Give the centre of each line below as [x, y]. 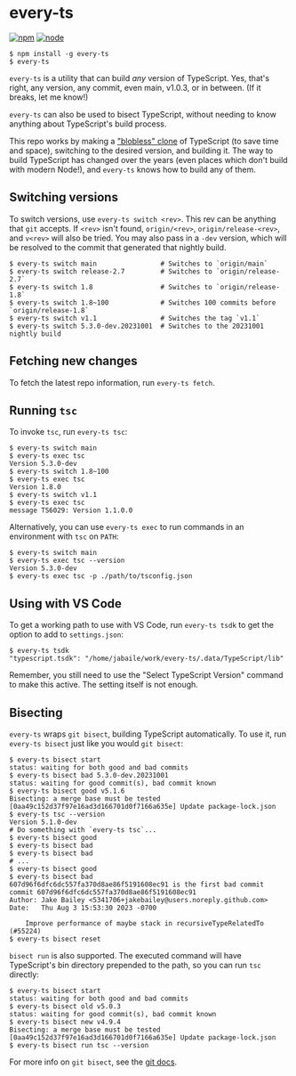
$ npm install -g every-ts [59, 53]
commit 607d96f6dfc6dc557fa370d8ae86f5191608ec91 [103, 893]
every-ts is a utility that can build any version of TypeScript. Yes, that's [139, 77]
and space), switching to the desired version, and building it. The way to [141, 151]
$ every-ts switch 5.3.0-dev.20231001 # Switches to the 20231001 [137, 326]
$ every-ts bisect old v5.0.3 [65, 1007]
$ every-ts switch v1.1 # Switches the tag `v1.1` [135, 318]
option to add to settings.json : [67, 634]
